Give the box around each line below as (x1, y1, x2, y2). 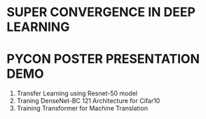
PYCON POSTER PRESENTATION (6, 51, 200, 67)
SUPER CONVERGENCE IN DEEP (6, 4, 195, 20)
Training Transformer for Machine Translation (16, 104, 149, 113)
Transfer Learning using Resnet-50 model (16, 89, 138, 98)
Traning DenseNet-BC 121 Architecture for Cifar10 (16, 97, 160, 105)
